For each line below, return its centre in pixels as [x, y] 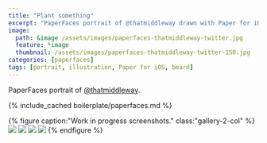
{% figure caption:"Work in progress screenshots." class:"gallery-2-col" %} [132, 121]
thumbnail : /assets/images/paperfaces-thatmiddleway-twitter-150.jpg [133, 52]
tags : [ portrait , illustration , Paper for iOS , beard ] [101, 68]
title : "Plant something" [51, 15]
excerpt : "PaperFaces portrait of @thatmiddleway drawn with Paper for [129, 23]
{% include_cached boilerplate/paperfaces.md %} [90, 105]
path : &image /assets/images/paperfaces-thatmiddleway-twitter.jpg [130, 38]
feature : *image [42, 45]
